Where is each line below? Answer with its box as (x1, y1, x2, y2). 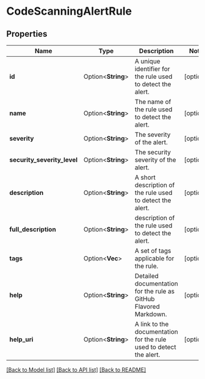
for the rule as (134, 287, 175, 295)
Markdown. (134, 310, 167, 318)
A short (134, 173, 156, 182)
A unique (134, 57, 160, 65)
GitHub (134, 295, 155, 303)
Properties (6, 29, 48, 39)
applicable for (134, 254, 174, 262)
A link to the (134, 320, 169, 328)
